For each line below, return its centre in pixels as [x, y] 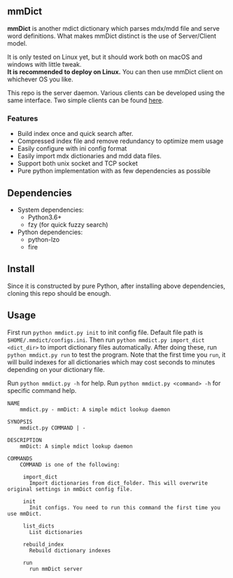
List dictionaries [56, 532]
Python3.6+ [45, 217]
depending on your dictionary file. [56, 369]
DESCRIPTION [24, 440]
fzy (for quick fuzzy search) [68, 224]
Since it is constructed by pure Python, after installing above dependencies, [116, 286]
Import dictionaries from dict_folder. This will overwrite [119, 483]
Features [23, 118]
